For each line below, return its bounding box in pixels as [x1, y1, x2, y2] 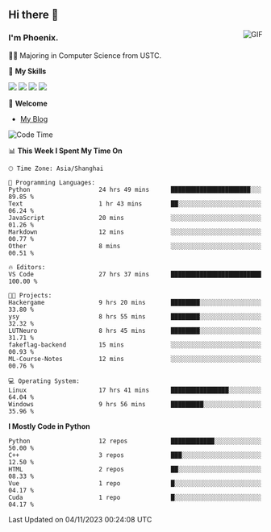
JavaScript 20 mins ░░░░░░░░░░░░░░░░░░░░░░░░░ [8, 214, 262, 222]
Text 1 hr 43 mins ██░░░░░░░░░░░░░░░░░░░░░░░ [8, 199, 262, 208]
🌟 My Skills [8, 66, 47, 76]
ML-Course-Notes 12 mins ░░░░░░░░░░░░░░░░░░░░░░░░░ [8, 355, 262, 363]
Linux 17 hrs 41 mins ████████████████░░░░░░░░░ [8, 386, 262, 394]
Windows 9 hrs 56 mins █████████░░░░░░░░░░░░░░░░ [8, 400, 262, 408]
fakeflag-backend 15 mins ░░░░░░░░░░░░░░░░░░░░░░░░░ [8, 340, 262, 349]
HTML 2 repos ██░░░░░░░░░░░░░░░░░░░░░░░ [8, 465, 262, 473]
